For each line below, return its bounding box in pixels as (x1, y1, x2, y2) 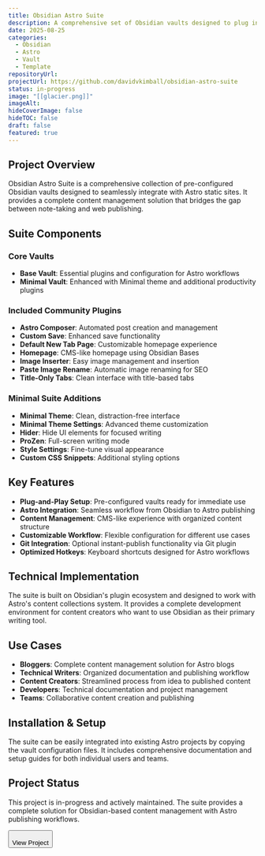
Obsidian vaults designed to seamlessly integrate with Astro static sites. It (8, 187, 248, 197)
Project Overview (8, 159, 95, 172)
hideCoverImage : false (8, 107, 83, 115)
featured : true (8, 129, 58, 136)
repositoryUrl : (8, 70, 58, 78)
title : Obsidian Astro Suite (8, 11, 104, 20)
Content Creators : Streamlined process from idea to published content (19, 676, 251, 686)
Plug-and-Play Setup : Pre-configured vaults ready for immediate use (19, 496, 246, 506)
